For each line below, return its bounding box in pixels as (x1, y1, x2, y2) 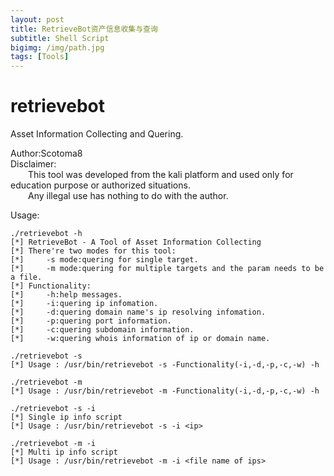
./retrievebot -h (10, 229, 83, 239)
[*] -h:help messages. (10, 290, 123, 300)
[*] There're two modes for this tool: (10, 246, 177, 256)
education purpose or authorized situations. (10, 179, 191, 191)
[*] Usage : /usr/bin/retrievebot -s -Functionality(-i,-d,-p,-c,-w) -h (10, 360, 320, 370)
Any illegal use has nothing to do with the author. (28, 190, 229, 202)
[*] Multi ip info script (10, 447, 118, 458)
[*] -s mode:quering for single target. (10, 255, 199, 265)
